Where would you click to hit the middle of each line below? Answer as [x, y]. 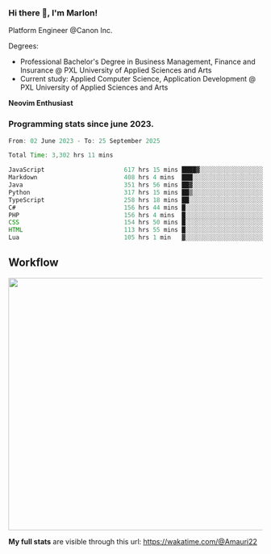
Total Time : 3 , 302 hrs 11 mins [61, 155]
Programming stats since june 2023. [81, 124]
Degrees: [23, 46]
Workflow [33, 263]
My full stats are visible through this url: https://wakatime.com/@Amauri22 [133, 541]
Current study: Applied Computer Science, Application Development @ [138, 79]
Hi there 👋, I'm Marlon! [53, 13]
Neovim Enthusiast [41, 103]
